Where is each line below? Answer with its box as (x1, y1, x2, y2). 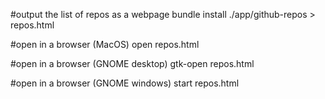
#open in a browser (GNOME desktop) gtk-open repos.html (10, 58, 255, 69)
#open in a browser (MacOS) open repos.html (10, 39, 200, 50)
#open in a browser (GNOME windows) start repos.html (10, 77, 240, 89)
